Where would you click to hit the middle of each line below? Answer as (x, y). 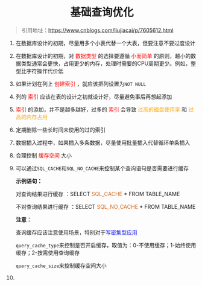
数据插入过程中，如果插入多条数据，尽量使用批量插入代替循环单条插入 (103, 142)
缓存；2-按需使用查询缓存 (48, 253)
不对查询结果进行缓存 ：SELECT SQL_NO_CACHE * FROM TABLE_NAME (106, 206)
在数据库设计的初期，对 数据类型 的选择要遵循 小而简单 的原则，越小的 (103, 56)
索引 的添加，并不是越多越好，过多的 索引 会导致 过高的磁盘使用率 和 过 (105, 109)
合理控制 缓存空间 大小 (43, 155)
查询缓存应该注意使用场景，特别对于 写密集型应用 (76, 232)
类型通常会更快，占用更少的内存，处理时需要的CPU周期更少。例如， (106, 63)
